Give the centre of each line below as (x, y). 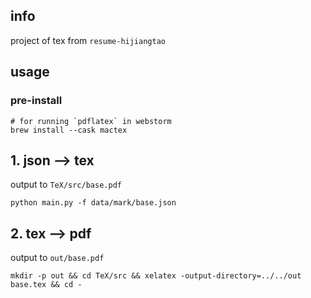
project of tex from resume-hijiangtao (88, 40)
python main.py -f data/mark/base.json (93, 203)
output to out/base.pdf (57, 258)
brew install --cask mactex (69, 130)
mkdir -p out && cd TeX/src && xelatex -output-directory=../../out (156, 276)
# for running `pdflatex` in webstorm (91, 121)
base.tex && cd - (46, 285)
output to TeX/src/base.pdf (66, 185)
